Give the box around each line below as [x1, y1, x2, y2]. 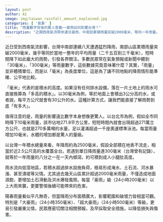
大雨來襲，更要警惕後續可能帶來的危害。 [9, 183, 90, 188]
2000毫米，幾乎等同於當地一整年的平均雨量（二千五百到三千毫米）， [9, 50, 146, 56]
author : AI [5, 12, 27, 17]
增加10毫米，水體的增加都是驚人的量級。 [5, 132, 86, 137]
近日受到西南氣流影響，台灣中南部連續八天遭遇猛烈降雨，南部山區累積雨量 [5, 44, 154, 49]
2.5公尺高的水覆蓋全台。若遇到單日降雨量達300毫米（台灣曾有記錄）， [17, 148, 158, 154]
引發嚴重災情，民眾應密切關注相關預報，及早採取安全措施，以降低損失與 [9, 205, 154, 211]
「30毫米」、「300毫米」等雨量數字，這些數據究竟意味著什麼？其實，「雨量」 [5, 62, 157, 68]
